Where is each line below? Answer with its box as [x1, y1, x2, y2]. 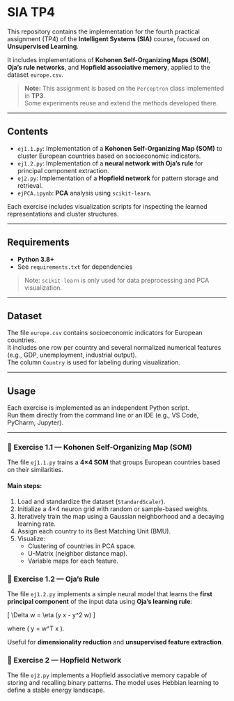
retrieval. [17, 181, 43, 189]
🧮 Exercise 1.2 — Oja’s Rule [7, 574, 100, 584]
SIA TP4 [7, 4, 56, 20]
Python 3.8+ [17, 255, 54, 263]
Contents [7, 126, 49, 138]
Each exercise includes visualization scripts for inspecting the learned [7, 202, 208, 210]
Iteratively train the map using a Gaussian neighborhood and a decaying [17, 512, 224, 520]
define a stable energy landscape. [7, 686, 105, 695]
